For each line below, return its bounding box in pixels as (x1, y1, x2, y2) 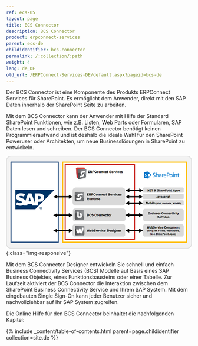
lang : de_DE (6, 66, 35, 71)
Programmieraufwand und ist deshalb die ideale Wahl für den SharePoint (6, 132, 183, 139)
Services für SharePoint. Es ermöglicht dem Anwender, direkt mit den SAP (6, 95, 186, 102)
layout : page (6, 15, 38, 22)
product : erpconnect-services (6, 34, 81, 41)
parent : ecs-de (6, 41, 44, 47)
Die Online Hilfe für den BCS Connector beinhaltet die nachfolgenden (6, 310, 174, 317)
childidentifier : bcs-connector (6, 47, 85, 53)
